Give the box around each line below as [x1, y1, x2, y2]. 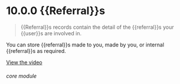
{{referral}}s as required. [6, 47, 66, 54]
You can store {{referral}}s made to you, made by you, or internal [6, 41, 164, 48]
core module [6, 72, 37, 79]
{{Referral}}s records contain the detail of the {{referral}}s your [20, 23, 174, 31]
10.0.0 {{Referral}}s [6, 4, 105, 18]
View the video [6, 59, 42, 66]
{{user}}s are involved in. [20, 29, 81, 36]
